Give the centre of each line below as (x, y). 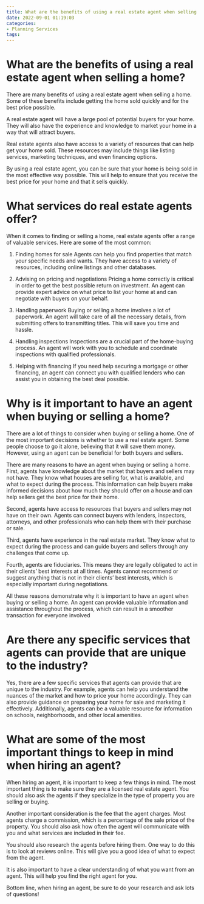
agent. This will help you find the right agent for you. (72, 876)
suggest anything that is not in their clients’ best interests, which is (90, 577)
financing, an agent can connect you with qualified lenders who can (100, 373)
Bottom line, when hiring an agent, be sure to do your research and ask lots (100, 888)
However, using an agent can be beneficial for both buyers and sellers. (95, 453)
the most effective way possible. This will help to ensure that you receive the (102, 175)
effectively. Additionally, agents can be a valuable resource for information (99, 708)
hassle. (24, 330)
